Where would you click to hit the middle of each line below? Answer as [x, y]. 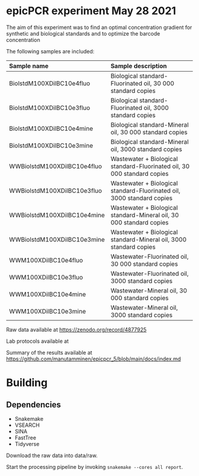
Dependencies [33, 405]
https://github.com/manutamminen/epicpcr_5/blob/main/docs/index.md [94, 359]
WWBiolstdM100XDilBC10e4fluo [56, 166]
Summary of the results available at [49, 352]
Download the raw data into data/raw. [52, 455]
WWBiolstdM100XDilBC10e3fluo [56, 191]
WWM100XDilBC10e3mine [47, 311]
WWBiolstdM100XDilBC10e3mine [57, 239]
